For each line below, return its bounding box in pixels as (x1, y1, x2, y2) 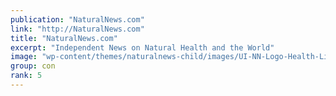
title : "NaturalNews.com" (10, 33, 118, 43)
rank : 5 (10, 71, 43, 81)
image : (10, 52, 38, 62)
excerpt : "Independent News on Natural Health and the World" (10, 42, 275, 53)
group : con (10, 61, 56, 71)
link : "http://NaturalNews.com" (10, 24, 145, 34)
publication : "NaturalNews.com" (10, 14, 145, 25)
